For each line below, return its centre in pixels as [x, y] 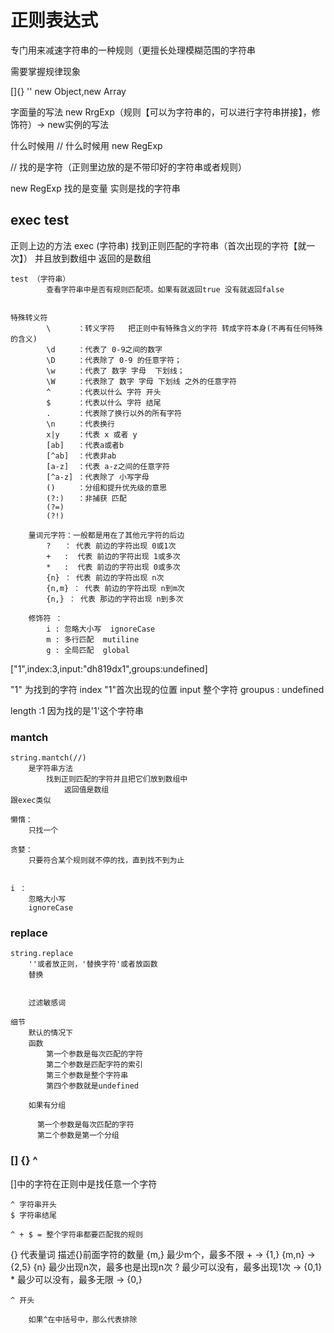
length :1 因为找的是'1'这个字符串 [77, 710]
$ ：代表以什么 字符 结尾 [104, 402]
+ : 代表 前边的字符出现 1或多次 [113, 556]
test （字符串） [40, 279]
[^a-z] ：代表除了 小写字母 [98, 477]
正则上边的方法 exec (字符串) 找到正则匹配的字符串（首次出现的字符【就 [158, 245]
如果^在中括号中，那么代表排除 [83, 1319]
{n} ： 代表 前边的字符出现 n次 [105, 577]
